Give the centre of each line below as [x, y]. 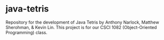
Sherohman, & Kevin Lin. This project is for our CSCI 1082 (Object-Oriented [81, 27]
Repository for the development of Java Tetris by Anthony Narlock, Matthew [82, 22]
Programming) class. [26, 32]
